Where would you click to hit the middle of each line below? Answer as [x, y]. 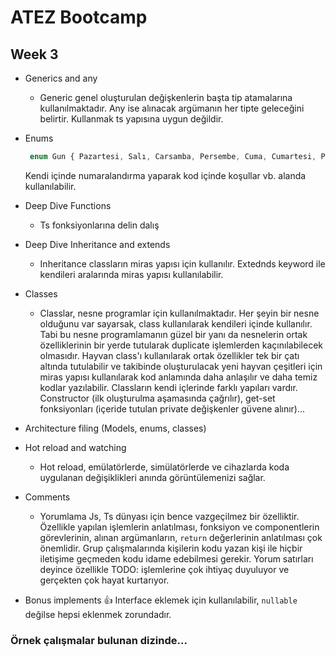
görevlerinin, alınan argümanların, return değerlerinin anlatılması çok [181, 537]
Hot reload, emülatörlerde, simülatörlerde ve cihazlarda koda [164, 467]
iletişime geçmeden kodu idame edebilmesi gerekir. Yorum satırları [176, 558]
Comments [47, 497]
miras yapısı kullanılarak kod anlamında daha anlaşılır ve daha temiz [178, 377]
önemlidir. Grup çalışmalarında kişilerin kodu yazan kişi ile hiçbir [171, 548]
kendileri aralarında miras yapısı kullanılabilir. [131, 274]
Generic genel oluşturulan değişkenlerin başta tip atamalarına [166, 97]
